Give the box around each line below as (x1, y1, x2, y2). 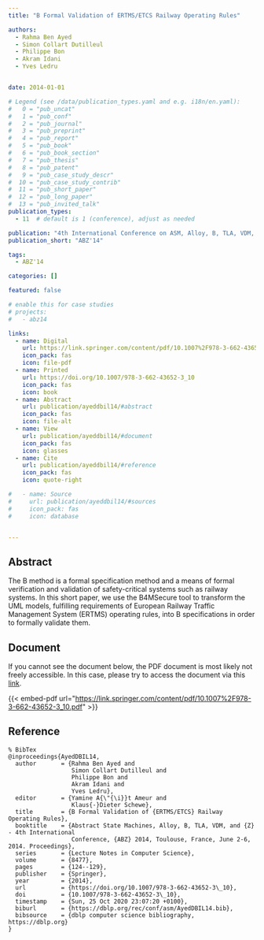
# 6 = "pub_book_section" (8, 149, 101, 157)
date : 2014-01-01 (8, 84, 65, 91)
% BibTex (8, 745, 37, 753)
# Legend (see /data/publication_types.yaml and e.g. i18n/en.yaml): (8, 98, 241, 106)
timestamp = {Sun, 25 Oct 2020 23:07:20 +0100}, (15, 897, 189, 905)
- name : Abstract (15, 396, 72, 403)
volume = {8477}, (15, 856, 93, 864)
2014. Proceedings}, (8, 842, 76, 850)
